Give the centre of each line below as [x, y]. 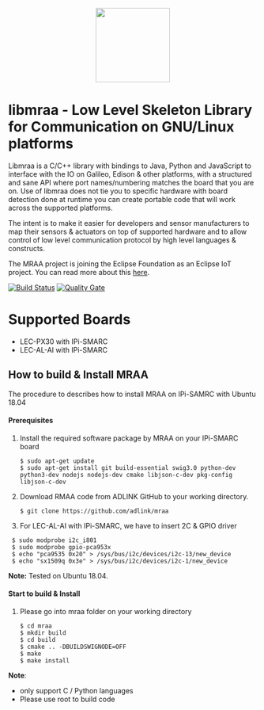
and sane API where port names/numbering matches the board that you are [131, 182]
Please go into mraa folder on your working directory [106, 612]
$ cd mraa [36, 626]
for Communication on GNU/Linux [121, 127]
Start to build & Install [44, 594]
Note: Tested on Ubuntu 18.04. [58, 575]
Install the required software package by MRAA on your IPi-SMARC [129, 438]
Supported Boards [70, 320]
